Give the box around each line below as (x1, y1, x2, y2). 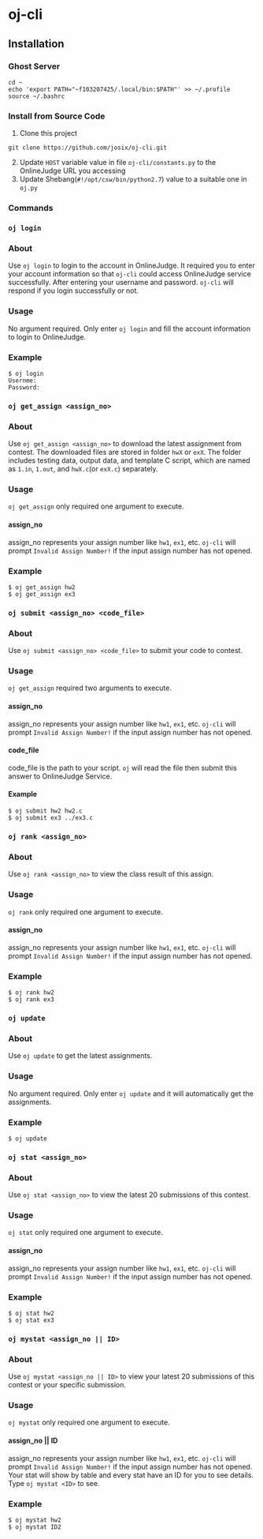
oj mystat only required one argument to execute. (8, 1417, 171, 1427)
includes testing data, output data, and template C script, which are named (8, 456, 250, 465)
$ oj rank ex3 (8, 996, 55, 1004)
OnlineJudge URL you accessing (19, 166, 126, 175)
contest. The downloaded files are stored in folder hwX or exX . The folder (8, 448, 242, 457)
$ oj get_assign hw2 (8, 583, 76, 591)
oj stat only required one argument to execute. (8, 1228, 163, 1237)
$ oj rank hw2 (8, 989, 55, 997)
